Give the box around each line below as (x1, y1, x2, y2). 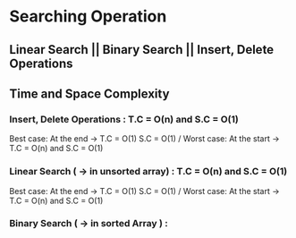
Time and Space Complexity (9, 86, 170, 101)
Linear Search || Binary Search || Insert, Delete (9, 42, 275, 57)
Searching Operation (9, 6, 167, 27)
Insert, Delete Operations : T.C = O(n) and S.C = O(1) (9, 113, 239, 125)
